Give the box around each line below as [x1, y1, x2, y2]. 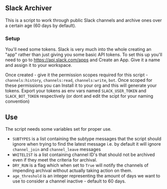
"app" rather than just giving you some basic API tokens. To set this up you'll [5, 52, 163, 58]
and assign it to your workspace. [5, 62, 72, 68]
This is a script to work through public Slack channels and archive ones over [5, 17, 162, 23]
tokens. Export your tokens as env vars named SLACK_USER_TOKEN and [5, 88, 147, 94]
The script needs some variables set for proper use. [5, 126, 112, 132]
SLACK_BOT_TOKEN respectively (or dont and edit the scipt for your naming [5, 93, 154, 99]
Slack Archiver [5, 4, 52, 12]
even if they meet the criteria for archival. [12, 157, 97, 163]
